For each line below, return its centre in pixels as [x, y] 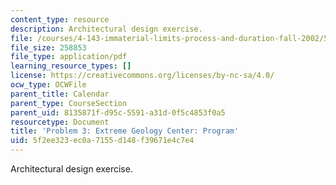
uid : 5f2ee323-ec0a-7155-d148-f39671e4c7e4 [102, 141]
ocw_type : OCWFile [48, 85]
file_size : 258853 [48, 47]
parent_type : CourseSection [69, 103]
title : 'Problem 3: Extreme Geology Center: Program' [125, 131]
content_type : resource [60, 19]
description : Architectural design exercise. [106, 29]
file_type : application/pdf [69, 57]
